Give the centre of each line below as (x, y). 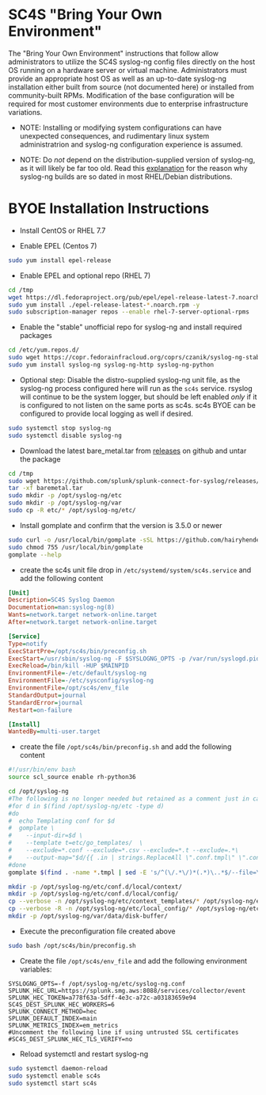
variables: (36, 969)
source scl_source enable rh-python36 (72, 778)
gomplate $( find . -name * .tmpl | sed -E (78, 873)
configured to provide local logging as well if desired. (106, 413)
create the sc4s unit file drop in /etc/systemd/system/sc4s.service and (135, 570)
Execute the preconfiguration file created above (97, 931)
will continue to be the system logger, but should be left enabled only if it (138, 397)
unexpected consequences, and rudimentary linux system (114, 135)
